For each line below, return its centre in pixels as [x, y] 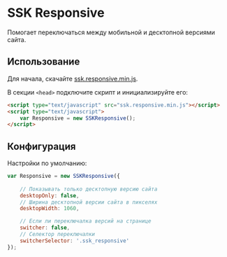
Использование [44, 62]
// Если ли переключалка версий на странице [86, 221]
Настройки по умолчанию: [47, 163]
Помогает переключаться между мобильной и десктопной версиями [111, 32]
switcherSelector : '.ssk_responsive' [75, 241]
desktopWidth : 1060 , [50, 209]
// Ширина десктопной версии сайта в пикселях [89, 202]
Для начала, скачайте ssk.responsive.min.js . [73, 78]
